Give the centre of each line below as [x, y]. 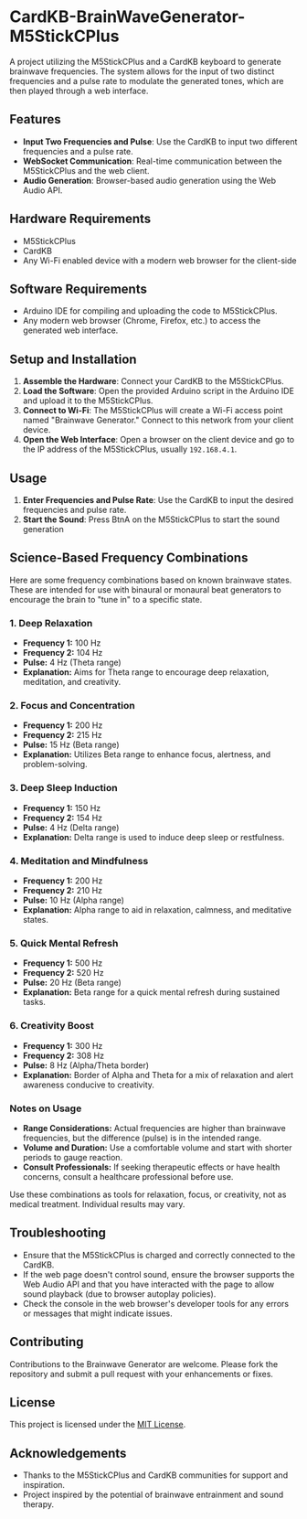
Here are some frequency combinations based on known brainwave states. [151, 580]
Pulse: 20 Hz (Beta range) [72, 983]
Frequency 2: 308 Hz [64, 1055]
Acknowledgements [68, 1453]
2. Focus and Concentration [72, 706]
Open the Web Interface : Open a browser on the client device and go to [159, 440]
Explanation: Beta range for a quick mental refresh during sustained [151, 992]
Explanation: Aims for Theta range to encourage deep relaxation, [146, 672]
